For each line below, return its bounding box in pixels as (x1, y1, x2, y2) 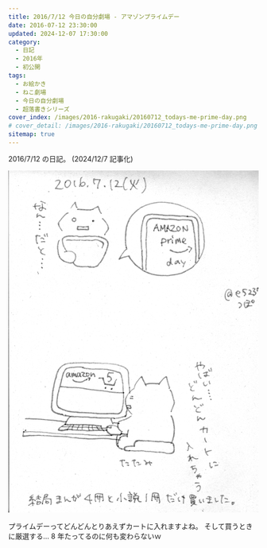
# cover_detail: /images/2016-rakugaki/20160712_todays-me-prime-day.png (8, 122, 258, 130)
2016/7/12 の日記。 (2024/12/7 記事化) (8, 154, 133, 163)
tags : (8, 72, 26, 80)
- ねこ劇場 (15, 88, 47, 96)
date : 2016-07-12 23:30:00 (8, 21, 98, 29)
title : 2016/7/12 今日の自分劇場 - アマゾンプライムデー (8, 13, 180, 21)
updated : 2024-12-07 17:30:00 (8, 29, 109, 37)
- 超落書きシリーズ (15, 105, 70, 113)
